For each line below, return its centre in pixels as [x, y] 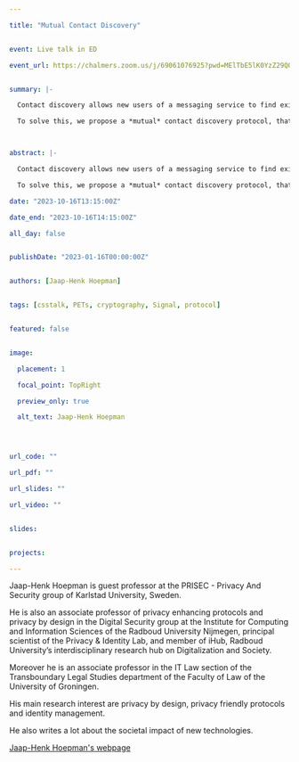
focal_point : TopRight [59, 385]
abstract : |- [33, 153]
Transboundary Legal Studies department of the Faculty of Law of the [137, 677]
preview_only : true [53, 401]
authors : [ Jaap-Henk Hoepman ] [65, 282]
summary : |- [31, 89]
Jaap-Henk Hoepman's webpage [70, 748]
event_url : [29, 65]
